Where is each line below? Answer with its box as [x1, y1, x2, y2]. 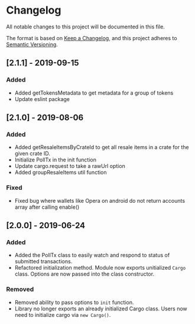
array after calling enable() [14, 203, 80, 210]
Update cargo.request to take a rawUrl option [14, 163, 125, 170]
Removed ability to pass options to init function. [14, 299, 134, 306]
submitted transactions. [14, 258, 73, 265]
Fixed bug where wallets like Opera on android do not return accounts [14, 197, 185, 204]
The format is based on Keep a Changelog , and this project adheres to [6, 34, 177, 41]
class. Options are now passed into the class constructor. [14, 270, 155, 278]
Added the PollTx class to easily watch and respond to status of [14, 252, 170, 259]
